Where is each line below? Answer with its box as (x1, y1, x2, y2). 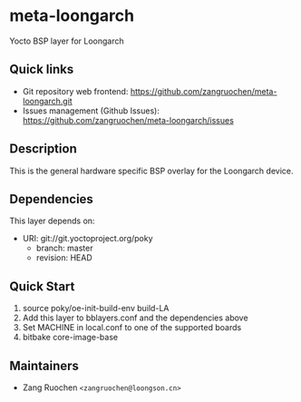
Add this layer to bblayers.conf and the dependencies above (22, 312, 248, 323)
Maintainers (9, 358, 80, 373)
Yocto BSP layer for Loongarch (9, 35, 124, 46)
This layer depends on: (9, 215, 95, 227)
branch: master (35, 242, 93, 254)
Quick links (9, 62, 74, 77)
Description (9, 142, 77, 157)
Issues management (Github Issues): (22, 105, 160, 116)
